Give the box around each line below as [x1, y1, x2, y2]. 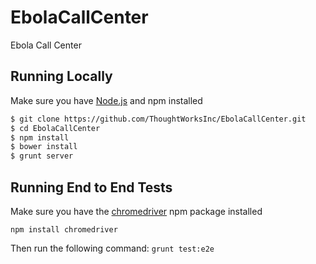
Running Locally [10, 68, 113, 85]
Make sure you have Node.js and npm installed [10, 94, 203, 106]
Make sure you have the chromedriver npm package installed [10, 205, 263, 217]
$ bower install [10, 142, 78, 152]
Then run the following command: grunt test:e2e [10, 242, 215, 254]
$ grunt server [10, 151, 74, 161]
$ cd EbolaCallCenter [10, 123, 101, 133]
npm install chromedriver [10, 224, 118, 235]
